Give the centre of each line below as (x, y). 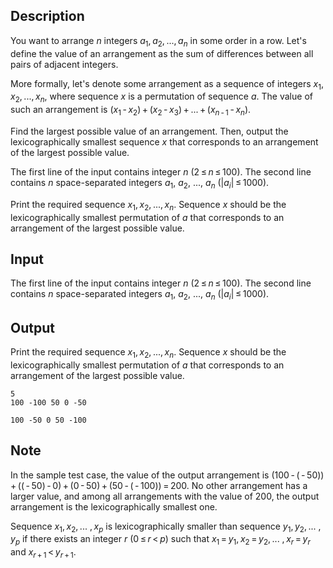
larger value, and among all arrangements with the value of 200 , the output (165, 496)
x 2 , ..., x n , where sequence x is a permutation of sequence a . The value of (161, 97)
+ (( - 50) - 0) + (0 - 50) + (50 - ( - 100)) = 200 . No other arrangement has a (159, 485)
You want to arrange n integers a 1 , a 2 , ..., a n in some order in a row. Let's (158, 41)
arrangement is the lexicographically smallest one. (114, 506)
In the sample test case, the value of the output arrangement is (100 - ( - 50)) (167, 475)
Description (47, 16)
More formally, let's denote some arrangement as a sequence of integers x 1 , (167, 84)
